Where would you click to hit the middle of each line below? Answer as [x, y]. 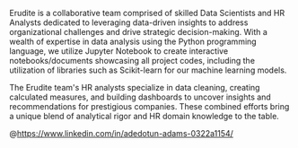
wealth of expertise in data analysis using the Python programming [133, 41]
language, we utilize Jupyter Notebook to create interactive [119, 51]
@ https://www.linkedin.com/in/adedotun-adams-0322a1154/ [121, 133]
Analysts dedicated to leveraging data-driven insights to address [129, 22]
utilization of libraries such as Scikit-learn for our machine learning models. [148, 70]
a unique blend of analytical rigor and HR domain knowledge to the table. [145, 116]
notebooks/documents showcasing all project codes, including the [132, 61]
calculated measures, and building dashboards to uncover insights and [140, 97]
